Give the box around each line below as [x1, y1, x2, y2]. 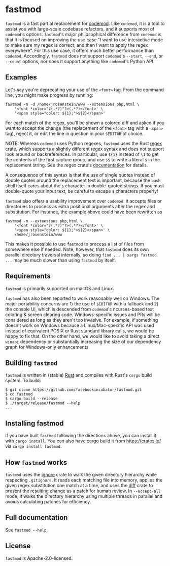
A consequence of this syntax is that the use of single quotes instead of [5, 172, 156, 178]
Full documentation [5, 513, 68, 522]
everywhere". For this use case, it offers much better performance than [5, 47, 154, 53]
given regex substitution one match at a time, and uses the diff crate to [5, 483, 153, 488]
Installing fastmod [5, 419, 64, 428]
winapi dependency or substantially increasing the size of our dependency [5, 338, 161, 345]
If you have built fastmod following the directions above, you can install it [5, 433, 156, 439]
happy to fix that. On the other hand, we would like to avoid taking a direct [5, 333, 160, 339]
